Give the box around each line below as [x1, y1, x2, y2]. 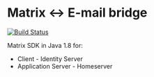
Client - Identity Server [17, 54, 84, 63]
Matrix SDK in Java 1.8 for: [7, 41, 84, 49]
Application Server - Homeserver [17, 62, 113, 70]
